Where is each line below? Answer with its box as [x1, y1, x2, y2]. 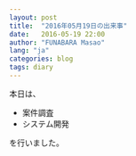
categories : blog [9, 54, 74, 63]
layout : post [9, 12, 58, 22]
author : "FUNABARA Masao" [9, 37, 105, 47]
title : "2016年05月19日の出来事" [9, 21, 128, 30]
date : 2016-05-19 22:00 [9, 29, 105, 38]
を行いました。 [9, 137, 64, 148]
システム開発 [21, 118, 69, 129]
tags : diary [9, 63, 53, 72]
